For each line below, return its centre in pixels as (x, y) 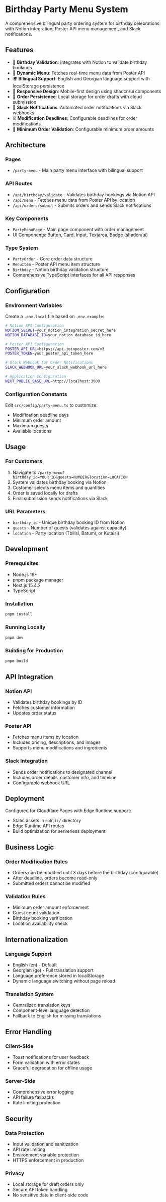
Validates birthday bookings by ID (47, 702)
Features (19, 50)
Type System (22, 248)
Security (19, 1119)
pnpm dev (14, 638)
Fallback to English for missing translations (57, 1016)
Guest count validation (36, 913)
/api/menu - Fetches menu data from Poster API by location (74, 200)
